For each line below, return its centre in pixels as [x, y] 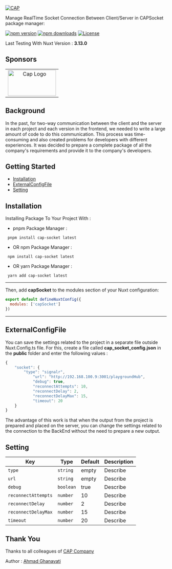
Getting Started [30, 167]
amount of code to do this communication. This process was [69, 134]
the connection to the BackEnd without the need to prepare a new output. [83, 431]
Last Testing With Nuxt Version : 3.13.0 [46, 43]
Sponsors [21, 59]
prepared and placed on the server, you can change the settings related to [84, 426]
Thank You [23, 539]
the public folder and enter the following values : [57, 353]
